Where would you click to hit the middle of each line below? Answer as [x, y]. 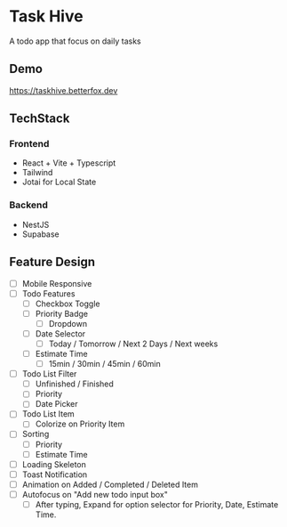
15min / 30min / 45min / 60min [105, 364]
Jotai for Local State [59, 182]
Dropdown [68, 323]
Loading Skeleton [54, 464]
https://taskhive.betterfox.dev [64, 90]
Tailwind [37, 173]
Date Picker [56, 404]
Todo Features [48, 293]
